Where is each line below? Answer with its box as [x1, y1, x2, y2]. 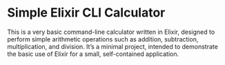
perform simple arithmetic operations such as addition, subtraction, [7, 35, 199, 43]
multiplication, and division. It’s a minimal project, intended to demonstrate [7, 42, 219, 50]
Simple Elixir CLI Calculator [7, 5, 166, 21]
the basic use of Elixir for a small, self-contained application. [7, 50, 179, 58]
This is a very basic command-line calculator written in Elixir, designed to [7, 28, 215, 36]
